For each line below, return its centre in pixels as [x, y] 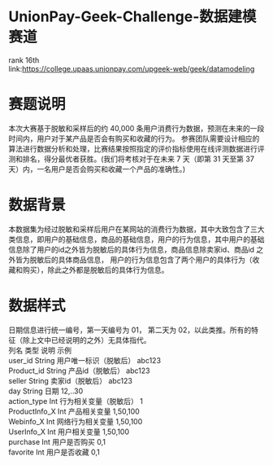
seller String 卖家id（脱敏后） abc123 [70, 380]
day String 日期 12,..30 [46, 391]
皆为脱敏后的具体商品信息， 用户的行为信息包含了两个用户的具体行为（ [134, 259]
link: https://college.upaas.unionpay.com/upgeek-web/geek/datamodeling [132, 68]
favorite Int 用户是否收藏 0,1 [54, 452]
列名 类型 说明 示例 [40, 350]
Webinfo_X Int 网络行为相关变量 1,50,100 [76, 421]
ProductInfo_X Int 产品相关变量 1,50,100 [74, 411]
